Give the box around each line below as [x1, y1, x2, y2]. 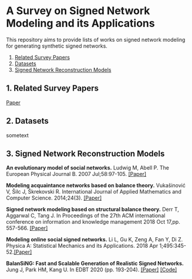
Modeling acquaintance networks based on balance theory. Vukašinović [6, 182, 186, 189]
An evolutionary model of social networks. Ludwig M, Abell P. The [6, 164, 169, 171]
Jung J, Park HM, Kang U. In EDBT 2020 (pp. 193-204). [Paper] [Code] [6, 266, 177, 273]
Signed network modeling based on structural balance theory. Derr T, [6, 206, 179, 213]
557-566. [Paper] [6, 225, 48, 232]
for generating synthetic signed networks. [6, 42, 107, 49]
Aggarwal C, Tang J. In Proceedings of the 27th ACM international [6, 212, 166, 219]
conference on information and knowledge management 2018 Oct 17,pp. [6, 218, 180, 225]
